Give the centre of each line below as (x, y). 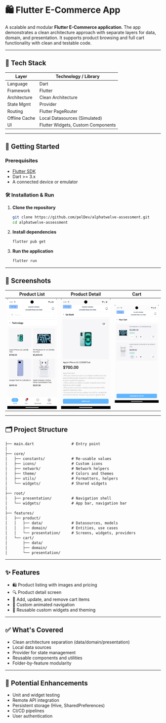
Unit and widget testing (36, 695)
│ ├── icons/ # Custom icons (54, 464)
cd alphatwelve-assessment (40, 223)
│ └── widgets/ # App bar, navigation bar (66, 503)
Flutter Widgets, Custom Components (78, 125)
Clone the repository (34, 208)
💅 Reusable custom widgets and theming (54, 610)
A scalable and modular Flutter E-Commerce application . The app (73, 27)
